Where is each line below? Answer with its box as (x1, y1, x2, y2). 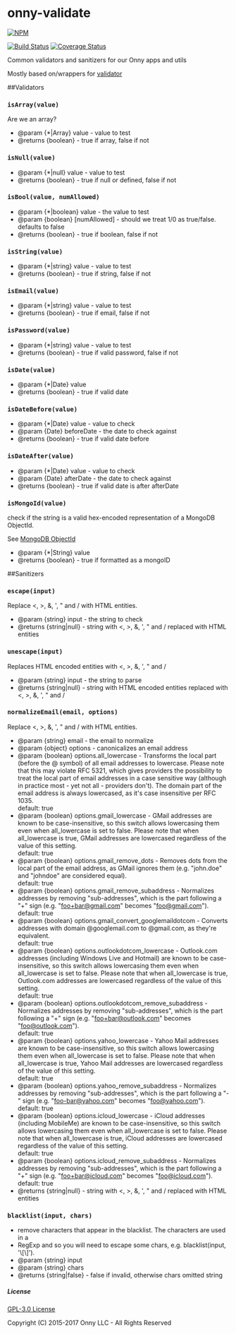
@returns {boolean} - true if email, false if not (17, 309, 150, 317)
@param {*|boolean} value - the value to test (17, 207, 149, 216)
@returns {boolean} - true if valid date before (17, 434, 149, 443)
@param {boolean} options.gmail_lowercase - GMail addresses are (17, 811, 213, 820)
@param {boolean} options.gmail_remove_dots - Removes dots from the (17, 856, 228, 864)
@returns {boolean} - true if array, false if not (17, 136, 149, 145)
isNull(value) (7, 154, 56, 162)
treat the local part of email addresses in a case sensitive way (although (17, 773, 227, 782)
